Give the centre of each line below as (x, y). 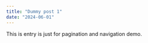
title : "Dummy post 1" (34, 11)
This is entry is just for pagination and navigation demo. (74, 34)
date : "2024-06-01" (30, 17)
